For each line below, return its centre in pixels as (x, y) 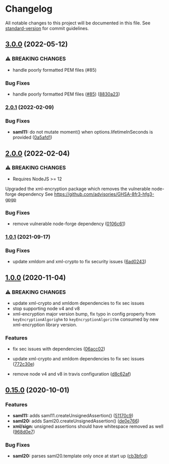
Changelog (29, 9)
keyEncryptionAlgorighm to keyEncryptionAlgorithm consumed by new (86, 319)
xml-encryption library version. (45, 325)
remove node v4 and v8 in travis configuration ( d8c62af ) (72, 374)
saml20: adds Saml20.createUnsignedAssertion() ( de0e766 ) (76, 421)
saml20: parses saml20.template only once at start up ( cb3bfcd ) (80, 456)
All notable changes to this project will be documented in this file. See (78, 23)
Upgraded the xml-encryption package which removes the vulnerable (78, 189)
